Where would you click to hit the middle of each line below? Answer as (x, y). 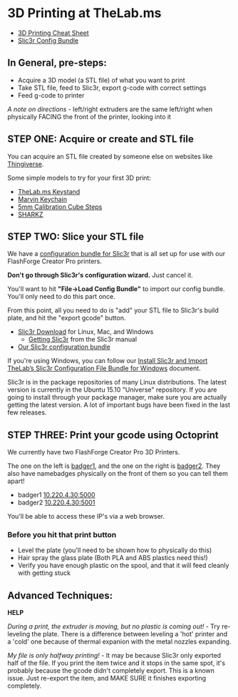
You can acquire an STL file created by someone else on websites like (110, 156)
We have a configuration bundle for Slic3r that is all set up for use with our (117, 254)
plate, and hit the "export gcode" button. (67, 318)
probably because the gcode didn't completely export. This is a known (111, 671)
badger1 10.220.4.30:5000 (56, 495)
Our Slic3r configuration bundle (64, 347)
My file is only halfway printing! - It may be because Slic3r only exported (114, 656)
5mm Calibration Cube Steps (60, 207)
